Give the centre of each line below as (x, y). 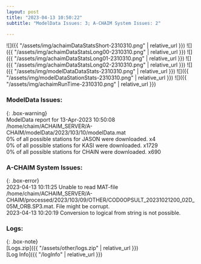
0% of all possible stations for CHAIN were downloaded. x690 (84, 151)
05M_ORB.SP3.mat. (31, 206)
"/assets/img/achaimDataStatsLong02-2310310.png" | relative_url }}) (100, 65)
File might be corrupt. (83, 206)
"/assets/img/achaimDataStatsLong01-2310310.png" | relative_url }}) (99, 59)
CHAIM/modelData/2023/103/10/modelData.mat (66, 132)
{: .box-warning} (27, 113)
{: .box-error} (23, 180)
